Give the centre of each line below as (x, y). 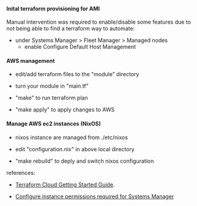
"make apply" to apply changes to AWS (65, 110)
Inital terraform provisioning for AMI (53, 9)
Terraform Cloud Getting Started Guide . (65, 184)
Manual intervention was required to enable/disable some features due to (99, 22)
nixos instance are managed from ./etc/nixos (72, 137)
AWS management (31, 60)
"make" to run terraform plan (51, 98)
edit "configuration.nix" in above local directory (75, 149)
